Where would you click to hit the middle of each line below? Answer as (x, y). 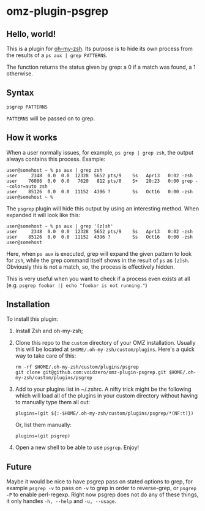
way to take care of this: (46, 356)
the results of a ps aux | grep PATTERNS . (57, 55)
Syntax (20, 93)
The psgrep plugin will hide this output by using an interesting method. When (103, 208)
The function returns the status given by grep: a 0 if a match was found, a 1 (101, 67)
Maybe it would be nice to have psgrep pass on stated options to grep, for (100, 482)
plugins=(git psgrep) (43, 436)
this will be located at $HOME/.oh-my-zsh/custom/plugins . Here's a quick (105, 349)
